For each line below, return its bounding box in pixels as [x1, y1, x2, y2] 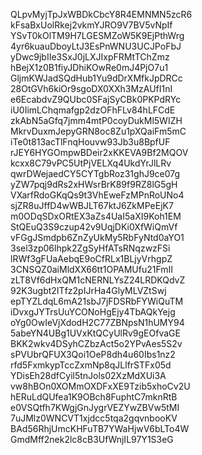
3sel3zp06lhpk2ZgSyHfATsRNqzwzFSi [10, 242, 171, 254]
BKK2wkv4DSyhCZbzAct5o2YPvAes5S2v [10, 338, 183, 349]
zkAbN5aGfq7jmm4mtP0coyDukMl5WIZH [10, 115, 183, 126]
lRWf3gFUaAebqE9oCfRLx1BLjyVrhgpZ [10, 253, 173, 264]
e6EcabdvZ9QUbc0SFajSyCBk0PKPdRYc [10, 94, 182, 105]
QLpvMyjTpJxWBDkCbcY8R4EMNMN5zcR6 [10, 9, 193, 20]
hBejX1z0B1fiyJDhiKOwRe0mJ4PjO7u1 [10, 62, 169, 73]
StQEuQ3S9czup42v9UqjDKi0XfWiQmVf [10, 221, 178, 233]
